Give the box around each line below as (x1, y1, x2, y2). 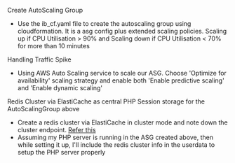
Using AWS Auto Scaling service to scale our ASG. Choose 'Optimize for (17, 69, 227, 77)
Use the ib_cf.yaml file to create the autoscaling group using (17, 20, 192, 27)
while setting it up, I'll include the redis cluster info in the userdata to (17, 141, 215, 149)
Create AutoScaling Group (7, 6, 83, 14)
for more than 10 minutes (17, 42, 90, 50)
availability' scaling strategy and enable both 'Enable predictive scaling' (17, 76, 224, 85)
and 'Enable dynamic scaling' (17, 84, 103, 92)
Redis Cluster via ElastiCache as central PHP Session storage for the (7, 97, 206, 106)
